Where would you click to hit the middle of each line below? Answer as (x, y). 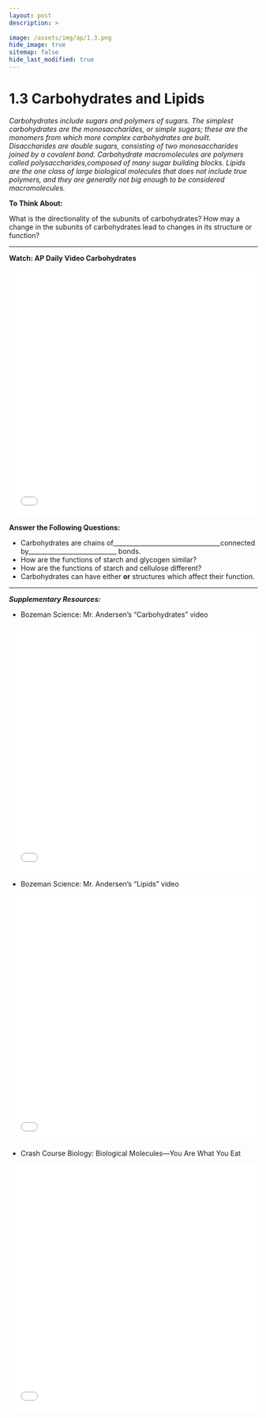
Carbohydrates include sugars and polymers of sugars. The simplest (121, 120)
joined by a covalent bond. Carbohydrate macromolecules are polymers (126, 154)
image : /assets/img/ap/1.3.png (60, 38)
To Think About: (36, 203)
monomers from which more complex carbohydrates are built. (110, 137)
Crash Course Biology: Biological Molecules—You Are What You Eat (131, 1153)
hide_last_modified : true (51, 60)
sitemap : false (34, 52)
